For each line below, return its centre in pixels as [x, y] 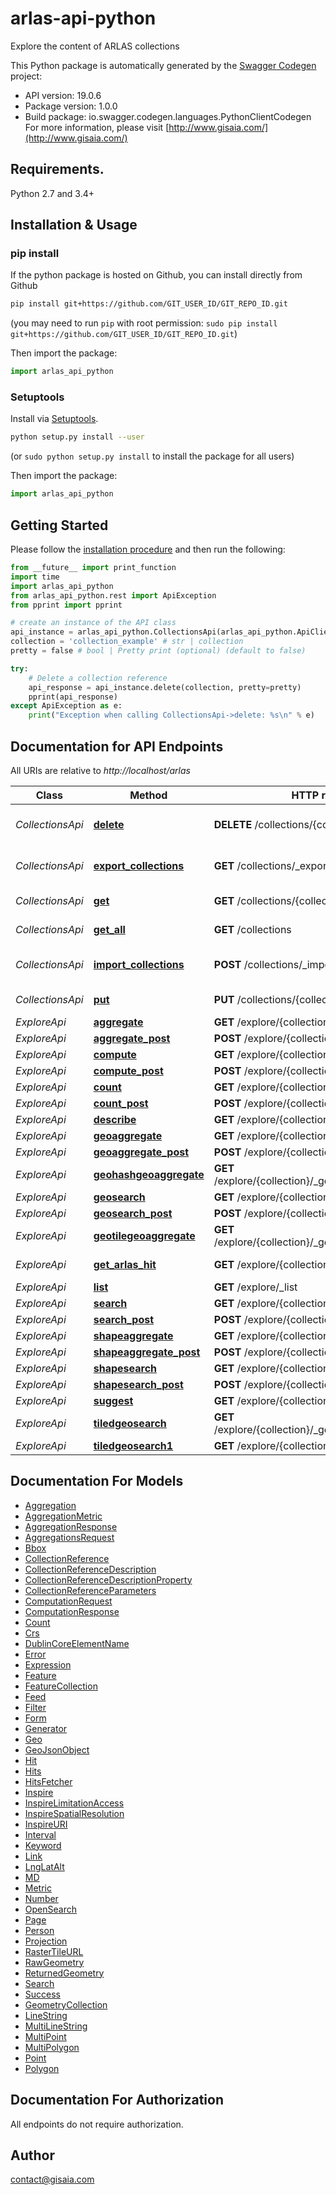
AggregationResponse [71, 1526]
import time [35, 577]
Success [42, 1994]
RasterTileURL [54, 1951]
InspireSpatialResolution [74, 1813]
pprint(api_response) [73, 697]
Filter [35, 1707]
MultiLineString [56, 2026]
